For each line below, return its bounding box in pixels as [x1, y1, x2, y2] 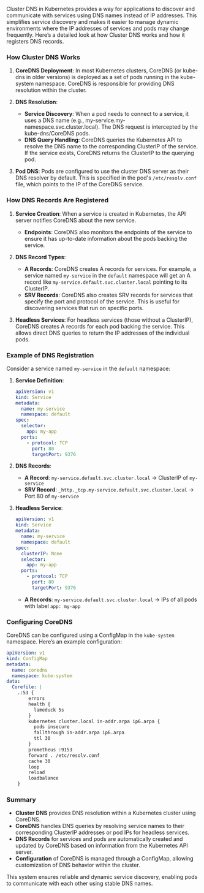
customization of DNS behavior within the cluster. [15, 861, 141, 869]
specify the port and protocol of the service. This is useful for [24, 297, 179, 305]
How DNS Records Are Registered [6, 196, 109, 205]
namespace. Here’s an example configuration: [6, 638, 123, 645]
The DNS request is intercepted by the [100, 123, 198, 131]
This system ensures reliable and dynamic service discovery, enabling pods [6, 873, 198, 881]
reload [28, 769, 45, 776]
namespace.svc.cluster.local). [24, 123, 100, 131]
